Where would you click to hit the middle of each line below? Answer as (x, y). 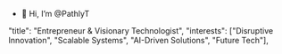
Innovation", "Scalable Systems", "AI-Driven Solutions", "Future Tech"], (138, 40)
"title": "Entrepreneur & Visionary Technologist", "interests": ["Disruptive (141, 31)
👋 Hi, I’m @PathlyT (55, 14)
